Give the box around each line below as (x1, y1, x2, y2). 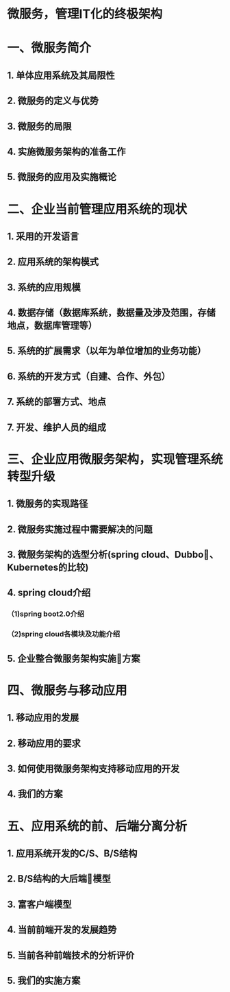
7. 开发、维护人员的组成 (7, 421, 106, 433)
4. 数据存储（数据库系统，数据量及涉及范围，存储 (7, 307, 216, 319)
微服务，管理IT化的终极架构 (7, 6, 163, 22)
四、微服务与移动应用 (7, 682, 128, 698)
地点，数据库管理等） (7, 320, 97, 332)
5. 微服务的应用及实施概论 (7, 171, 116, 183)
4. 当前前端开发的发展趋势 (7, 924, 117, 936)
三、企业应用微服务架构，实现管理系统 (7, 451, 224, 467)
